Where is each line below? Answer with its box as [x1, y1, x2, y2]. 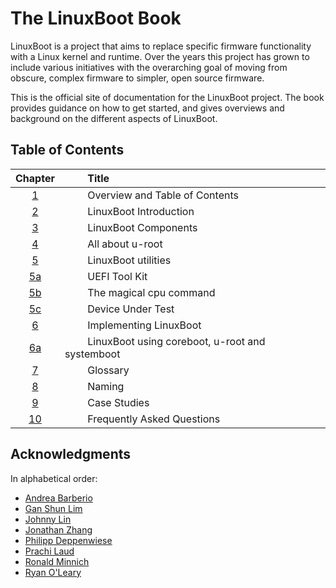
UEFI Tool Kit [87, 269, 148, 283]
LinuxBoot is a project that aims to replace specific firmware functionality [10, 40, 312, 52]
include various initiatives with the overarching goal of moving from [10, 61, 288, 73]
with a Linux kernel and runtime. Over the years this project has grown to [10, 50, 310, 62]
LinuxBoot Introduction [87, 204, 195, 218]
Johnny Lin [24, 513, 72, 525]
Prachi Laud [24, 545, 75, 557]
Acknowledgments [10, 446, 132, 463]
